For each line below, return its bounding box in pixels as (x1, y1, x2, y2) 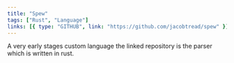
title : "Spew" (7, 10, 49, 17)
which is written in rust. (7, 49, 75, 57)
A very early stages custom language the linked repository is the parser (7, 42, 212, 51)
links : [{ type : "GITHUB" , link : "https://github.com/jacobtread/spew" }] (7, 23, 229, 30)
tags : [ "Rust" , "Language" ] (7, 17, 89, 24)
